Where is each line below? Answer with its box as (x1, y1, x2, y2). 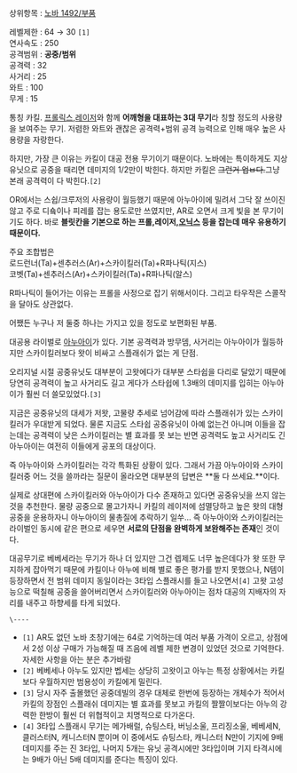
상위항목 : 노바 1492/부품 (9, 8, 96, 18)
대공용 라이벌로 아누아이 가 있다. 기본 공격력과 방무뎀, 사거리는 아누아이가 (9, 337, 260, 347)
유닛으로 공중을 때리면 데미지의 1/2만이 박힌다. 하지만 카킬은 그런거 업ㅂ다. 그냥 (9, 164, 280, 175)
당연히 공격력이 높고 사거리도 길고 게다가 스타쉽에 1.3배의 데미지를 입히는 (9, 378, 261, 388)
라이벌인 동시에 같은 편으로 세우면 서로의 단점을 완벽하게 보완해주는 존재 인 (9, 523, 264, 533)
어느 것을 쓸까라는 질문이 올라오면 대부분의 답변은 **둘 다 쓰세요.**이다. (32, 471, 280, 482)
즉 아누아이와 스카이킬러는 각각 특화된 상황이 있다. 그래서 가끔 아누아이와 (9, 460, 260, 470)
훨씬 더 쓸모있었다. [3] (25, 389, 102, 399)
